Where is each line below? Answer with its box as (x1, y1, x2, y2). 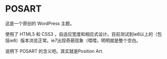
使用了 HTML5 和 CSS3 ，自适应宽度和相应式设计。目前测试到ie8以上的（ (5, 31, 158, 37)
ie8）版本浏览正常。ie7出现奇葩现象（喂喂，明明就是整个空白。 (9, 37, 141, 43)
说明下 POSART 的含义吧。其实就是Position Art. (5, 48, 104, 54)
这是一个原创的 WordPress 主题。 (5, 20, 74, 26)
